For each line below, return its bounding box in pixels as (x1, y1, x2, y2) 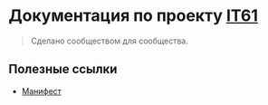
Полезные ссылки (8, 62, 118, 77)
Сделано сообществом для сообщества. (30, 35, 189, 46)
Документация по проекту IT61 (8, 5, 259, 26)
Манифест (21, 85, 62, 96)
